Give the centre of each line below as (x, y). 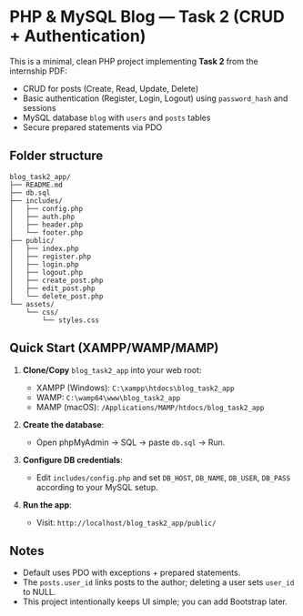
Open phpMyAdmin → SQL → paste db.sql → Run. (131, 442)
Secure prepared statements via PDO (92, 127)
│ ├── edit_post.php (52, 288)
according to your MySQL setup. (97, 487)
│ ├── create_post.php (56, 280)
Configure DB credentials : (72, 459)
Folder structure (56, 156)
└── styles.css (71, 320)
